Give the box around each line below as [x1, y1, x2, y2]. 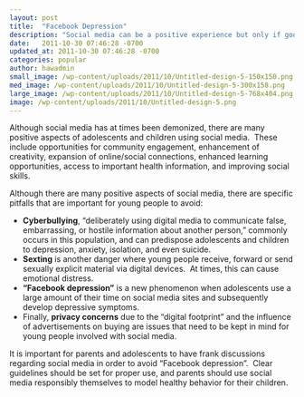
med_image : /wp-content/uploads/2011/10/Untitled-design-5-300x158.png [9, 81, 285, 90]
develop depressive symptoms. [22, 302, 140, 313]
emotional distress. [22, 273, 94, 284]
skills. [9, 170, 31, 181]
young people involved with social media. [22, 331, 177, 342]
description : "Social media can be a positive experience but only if [9, 30, 281, 39]
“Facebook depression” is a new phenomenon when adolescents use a [22, 283, 291, 294]
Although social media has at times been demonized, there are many [9, 122, 265, 133]
